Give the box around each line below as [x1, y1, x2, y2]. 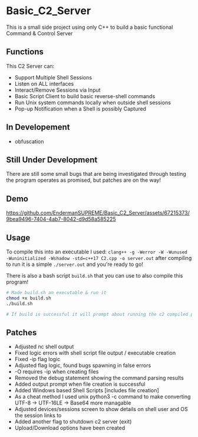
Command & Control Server [6, 29, 73, 36]
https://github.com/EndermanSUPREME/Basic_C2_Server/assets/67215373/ [6, 209, 190, 216]
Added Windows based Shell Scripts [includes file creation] [14, 387, 159, 394]
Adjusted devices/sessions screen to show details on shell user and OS [14, 406, 189, 413]
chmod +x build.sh [6, 295, 51, 301]
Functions [6, 47, 44, 57]
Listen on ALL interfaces [14, 80, 74, 87]
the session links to [14, 412, 62, 419]
